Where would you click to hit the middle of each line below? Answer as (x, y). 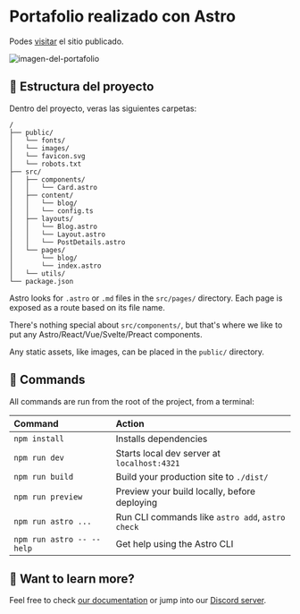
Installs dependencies (162, 439)
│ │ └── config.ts (51, 211)
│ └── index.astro (55, 266)
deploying (137, 502)
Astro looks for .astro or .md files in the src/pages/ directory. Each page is (146, 298)
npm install (39, 439)
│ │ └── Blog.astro (54, 226)
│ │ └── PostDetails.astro (67, 242)
